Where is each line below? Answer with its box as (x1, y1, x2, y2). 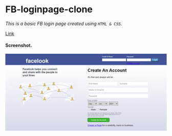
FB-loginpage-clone (5, 4, 93, 15)
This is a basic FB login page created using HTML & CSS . (5, 20, 122, 27)
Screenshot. (5, 42, 32, 48)
